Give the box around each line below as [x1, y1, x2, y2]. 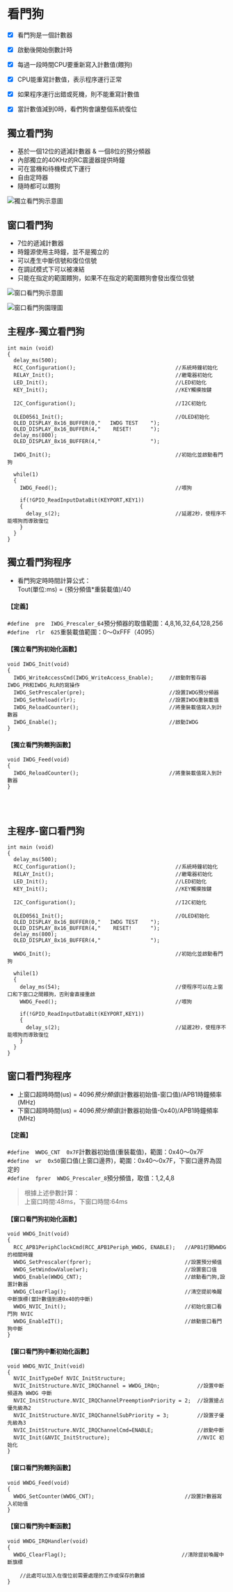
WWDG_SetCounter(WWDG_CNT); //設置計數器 [13, 1492, 217, 1500]
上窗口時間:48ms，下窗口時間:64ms [24, 1198, 128, 1205]
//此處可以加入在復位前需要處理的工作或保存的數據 [19, 1572, 145, 1579]
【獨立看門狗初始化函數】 [7, 645, 81, 654]
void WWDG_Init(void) [7, 1230, 70, 1237]
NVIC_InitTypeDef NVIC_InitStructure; [13, 1375, 127, 1382]
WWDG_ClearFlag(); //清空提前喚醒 [13, 1288, 223, 1296]
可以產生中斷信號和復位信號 [17, 256, 97, 265]
